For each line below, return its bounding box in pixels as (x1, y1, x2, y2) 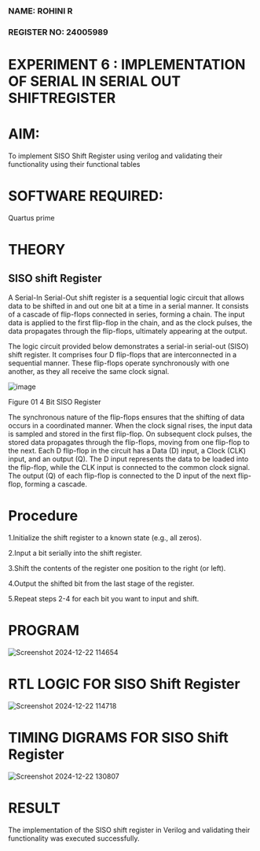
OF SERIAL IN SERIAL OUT (8, 72, 181, 91)
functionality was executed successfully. (8, 833, 140, 843)
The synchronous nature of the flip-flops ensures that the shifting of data (8, 412, 245, 422)
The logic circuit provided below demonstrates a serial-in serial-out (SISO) (8, 341, 249, 351)
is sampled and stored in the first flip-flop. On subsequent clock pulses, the (8, 429, 253, 438)
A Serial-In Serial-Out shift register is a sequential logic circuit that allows (8, 293, 245, 302)
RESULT (8, 799, 61, 816)
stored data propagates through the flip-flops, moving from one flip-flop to (8, 437, 250, 446)
